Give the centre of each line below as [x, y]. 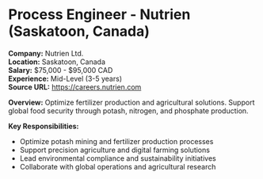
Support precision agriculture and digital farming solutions [114, 150]
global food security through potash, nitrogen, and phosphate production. [128, 110]
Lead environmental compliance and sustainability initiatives [118, 158]
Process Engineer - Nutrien [99, 15]
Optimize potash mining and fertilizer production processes [116, 141]
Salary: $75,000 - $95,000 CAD [61, 70]
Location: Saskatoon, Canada [57, 62]
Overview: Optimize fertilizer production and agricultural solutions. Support [131, 102]
